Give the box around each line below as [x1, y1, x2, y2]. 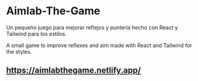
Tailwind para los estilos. [6, 30, 67, 37]
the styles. [6, 48, 32, 55]
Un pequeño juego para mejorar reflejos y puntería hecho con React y [6, 24, 178, 31]
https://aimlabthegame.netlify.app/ [6, 66, 141, 76]
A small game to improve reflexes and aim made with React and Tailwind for [6, 42, 193, 49]
